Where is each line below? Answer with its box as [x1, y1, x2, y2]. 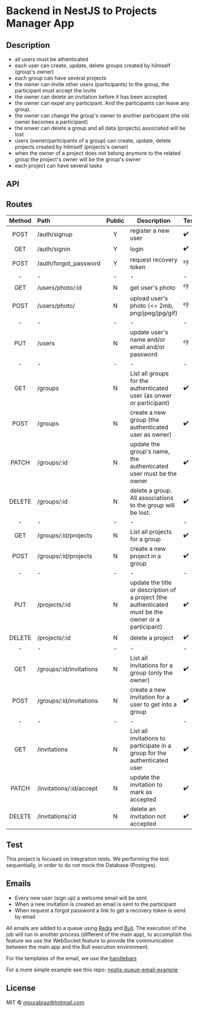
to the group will [130, 501, 175, 510]
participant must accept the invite [14, 87, 97, 94]
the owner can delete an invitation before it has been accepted [14, 93, 167, 100]
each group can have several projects [14, 75, 107, 81]
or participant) [130, 399, 170, 407]
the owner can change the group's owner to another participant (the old [14, 112, 190, 119]
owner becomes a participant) [14, 118, 88, 125]
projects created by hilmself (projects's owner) [14, 143, 128, 150]
